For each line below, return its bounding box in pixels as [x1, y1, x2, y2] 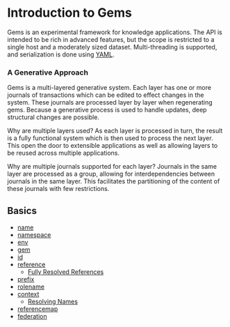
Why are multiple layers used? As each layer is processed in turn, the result [7, 127, 223, 135]
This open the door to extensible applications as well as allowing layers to [7, 142, 218, 150]
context [17, 290, 40, 298]
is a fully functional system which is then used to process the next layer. [7, 134, 213, 142]
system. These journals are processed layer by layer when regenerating [7, 98, 213, 107]
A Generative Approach [7, 68, 89, 77]
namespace [17, 231, 51, 239]
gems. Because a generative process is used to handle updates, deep [7, 106, 207, 114]
